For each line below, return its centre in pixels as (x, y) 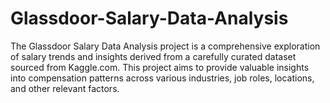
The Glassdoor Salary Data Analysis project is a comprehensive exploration (165, 46)
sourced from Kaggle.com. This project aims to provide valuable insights (160, 67)
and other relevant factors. (65, 88)
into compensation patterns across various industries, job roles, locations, (162, 78)
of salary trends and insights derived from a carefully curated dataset (153, 56)
